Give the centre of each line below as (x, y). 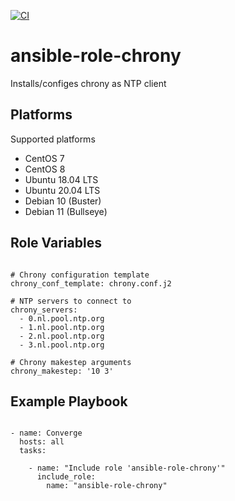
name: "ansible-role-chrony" (107, 486)
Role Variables (56, 243)
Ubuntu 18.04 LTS (61, 179)
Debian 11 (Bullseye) (66, 211)
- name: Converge (46, 433)
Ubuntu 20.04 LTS (62, 190)
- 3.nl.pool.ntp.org (62, 345)
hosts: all (42, 442)
